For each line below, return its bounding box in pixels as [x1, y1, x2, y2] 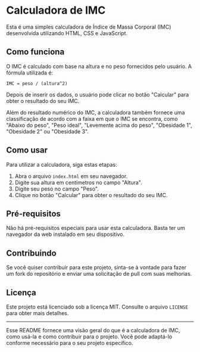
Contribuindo [6, 248, 57, 258]
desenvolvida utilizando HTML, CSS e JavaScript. [6, 29, 128, 36]
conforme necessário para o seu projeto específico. [6, 339, 133, 346]
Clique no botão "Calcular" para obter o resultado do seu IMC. [14, 191, 168, 198]
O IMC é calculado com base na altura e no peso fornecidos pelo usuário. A [6, 63, 192, 70]
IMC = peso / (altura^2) [6, 80, 68, 86]
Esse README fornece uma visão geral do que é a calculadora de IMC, [6, 327, 180, 334]
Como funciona [6, 47, 65, 57]
